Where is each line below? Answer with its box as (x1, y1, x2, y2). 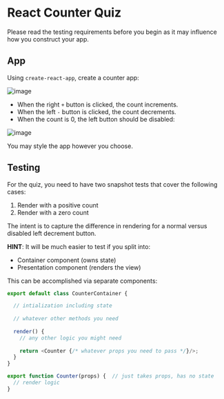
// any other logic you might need (19, 334, 122, 342)
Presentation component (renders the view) (17, 263, 141, 271)
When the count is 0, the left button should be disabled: (17, 115, 175, 123)
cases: (7, 187, 26, 196)
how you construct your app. (7, 35, 90, 43)
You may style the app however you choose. (7, 142, 133, 150)
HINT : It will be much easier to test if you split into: (7, 242, 150, 250)
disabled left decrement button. (7, 229, 96, 237)
